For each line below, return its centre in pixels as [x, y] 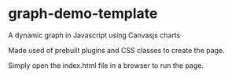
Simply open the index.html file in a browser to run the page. [106, 65]
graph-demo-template [83, 14]
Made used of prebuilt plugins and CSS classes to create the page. [117, 50]
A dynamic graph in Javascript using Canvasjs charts [94, 35]
